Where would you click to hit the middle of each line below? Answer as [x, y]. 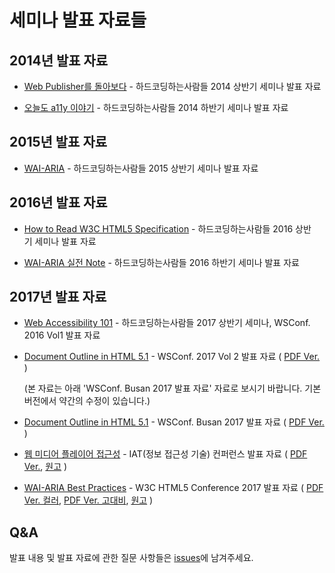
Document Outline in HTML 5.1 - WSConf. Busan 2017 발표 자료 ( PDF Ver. [174, 422]
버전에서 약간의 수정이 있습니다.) [87, 401]
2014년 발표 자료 [59, 60]
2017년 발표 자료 [58, 297]
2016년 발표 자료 [58, 202]
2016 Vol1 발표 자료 [62, 335]
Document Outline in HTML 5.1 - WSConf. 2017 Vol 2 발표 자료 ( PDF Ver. [172, 357]
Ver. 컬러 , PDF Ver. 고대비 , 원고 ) [88, 500]
